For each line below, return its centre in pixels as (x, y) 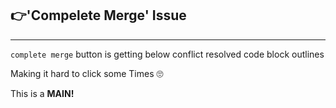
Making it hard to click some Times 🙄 (87, 73)
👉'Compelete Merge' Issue (98, 15)
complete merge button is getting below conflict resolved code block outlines (167, 54)
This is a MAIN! (42, 93)
